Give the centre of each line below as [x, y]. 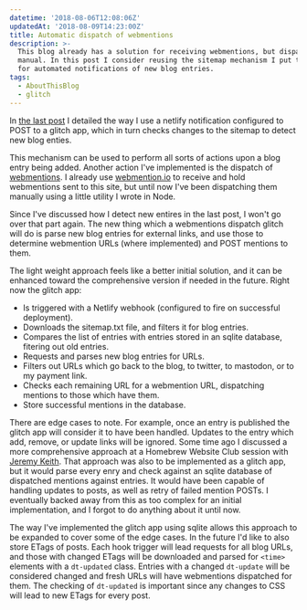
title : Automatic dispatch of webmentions [91, 35]
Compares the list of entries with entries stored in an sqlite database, [153, 337]
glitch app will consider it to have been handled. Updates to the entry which [152, 432]
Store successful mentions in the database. [104, 405]
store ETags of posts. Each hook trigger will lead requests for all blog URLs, [151, 547]
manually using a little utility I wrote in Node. [93, 196]
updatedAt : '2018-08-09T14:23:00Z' [77, 26]
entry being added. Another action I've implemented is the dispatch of [142, 167]
